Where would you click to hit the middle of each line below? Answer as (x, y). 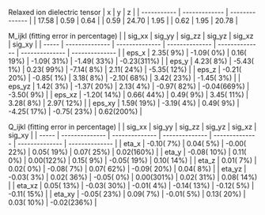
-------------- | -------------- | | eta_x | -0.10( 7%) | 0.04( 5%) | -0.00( (132, 143)
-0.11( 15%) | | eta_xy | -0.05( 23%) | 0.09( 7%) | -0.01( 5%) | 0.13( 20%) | (127, 194)
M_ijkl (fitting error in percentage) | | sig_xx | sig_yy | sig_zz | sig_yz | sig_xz (131, 36)
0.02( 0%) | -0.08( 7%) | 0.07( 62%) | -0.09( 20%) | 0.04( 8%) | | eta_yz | (127, 169)
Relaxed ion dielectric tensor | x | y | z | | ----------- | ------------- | (118, 12)
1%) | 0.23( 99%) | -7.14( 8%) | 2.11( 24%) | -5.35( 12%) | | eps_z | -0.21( (125, 70)
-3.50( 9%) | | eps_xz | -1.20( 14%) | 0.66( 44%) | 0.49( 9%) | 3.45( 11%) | (129, 94)
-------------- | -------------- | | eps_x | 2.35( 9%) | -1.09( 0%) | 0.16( (134, 53)
